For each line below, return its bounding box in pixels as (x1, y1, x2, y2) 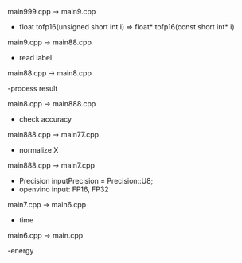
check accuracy (18, 114, 72, 124)
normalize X (18, 145, 59, 154)
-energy (7, 246, 34, 255)
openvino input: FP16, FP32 (18, 184, 109, 194)
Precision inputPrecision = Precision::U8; (18, 176, 154, 185)
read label (18, 53, 53, 62)
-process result (7, 83, 58, 93)
